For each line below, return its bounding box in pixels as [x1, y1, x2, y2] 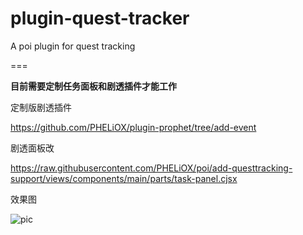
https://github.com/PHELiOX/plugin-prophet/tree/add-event [10, 121, 257, 133]
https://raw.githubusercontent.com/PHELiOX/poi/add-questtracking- [10, 162, 293, 174]
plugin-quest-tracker [10, 7, 190, 30]
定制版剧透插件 [10, 101, 72, 113]
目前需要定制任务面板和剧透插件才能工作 [10, 80, 177, 92]
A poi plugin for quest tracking [10, 40, 136, 52]
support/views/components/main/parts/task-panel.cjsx [10, 172, 238, 184]
